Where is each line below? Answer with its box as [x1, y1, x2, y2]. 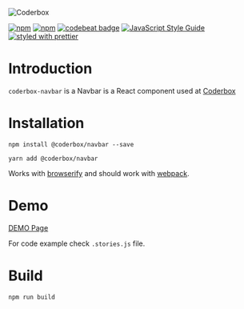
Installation [8, 114, 85, 132]
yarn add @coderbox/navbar [8, 154, 98, 163]
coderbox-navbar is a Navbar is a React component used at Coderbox [8, 86, 236, 95]
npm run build [8, 293, 56, 301]
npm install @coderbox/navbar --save [8, 140, 134, 148]
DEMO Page [8, 223, 49, 232]
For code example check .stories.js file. [8, 239, 146, 248]
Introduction [8, 60, 93, 78]
